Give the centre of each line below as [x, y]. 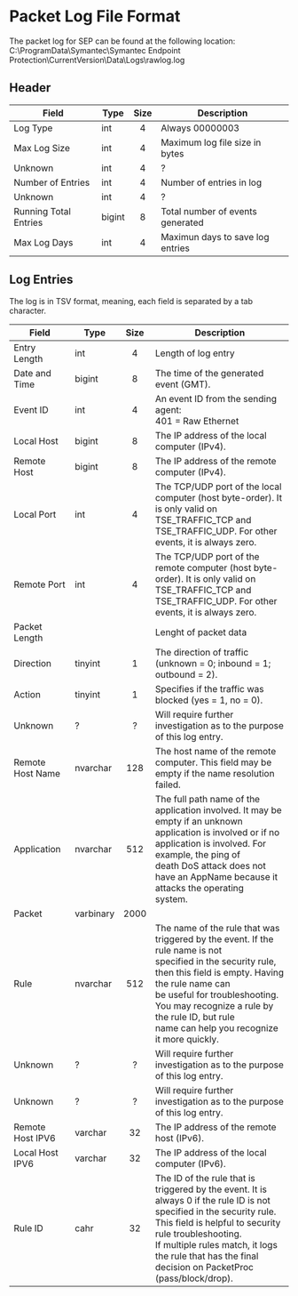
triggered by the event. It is [211, 1189]
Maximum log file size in [211, 142]
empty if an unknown [199, 821]
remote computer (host [203, 568]
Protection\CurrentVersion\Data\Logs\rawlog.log [97, 60]
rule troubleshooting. [198, 1234]
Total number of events [209, 211]
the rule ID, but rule [195, 1017]
